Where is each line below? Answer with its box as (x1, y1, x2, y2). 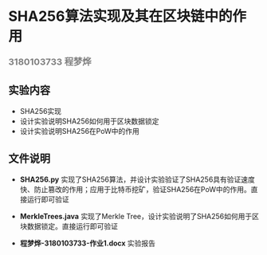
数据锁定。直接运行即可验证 (26, 221, 118, 231)
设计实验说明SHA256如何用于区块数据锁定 (19, 116, 159, 126)
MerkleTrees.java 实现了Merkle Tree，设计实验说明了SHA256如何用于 (19, 211, 253, 221)
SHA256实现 (19, 106, 62, 116)
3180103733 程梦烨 (8, 56, 92, 68)
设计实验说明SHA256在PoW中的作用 (19, 126, 139, 135)
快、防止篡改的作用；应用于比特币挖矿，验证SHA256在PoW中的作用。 (19, 184, 251, 194)
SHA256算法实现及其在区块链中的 (8, 7, 233, 25)
